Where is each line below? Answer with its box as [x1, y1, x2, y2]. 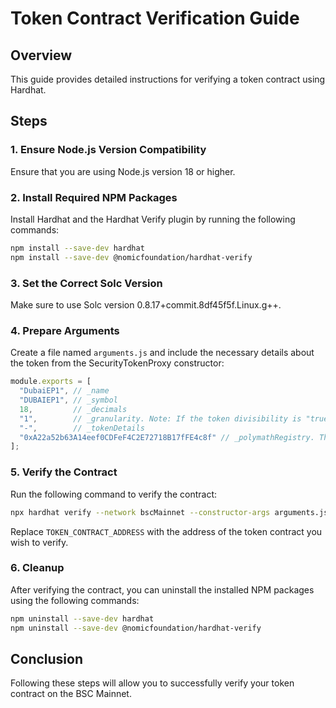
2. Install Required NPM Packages [10, 190, 178, 204]
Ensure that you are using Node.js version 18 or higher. [10, 165, 236, 177]
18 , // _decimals [19, 404, 128, 414]
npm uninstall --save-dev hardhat [10, 613, 155, 624]
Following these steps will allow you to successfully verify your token [10, 677, 295, 689]
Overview [10, 47, 73, 64]
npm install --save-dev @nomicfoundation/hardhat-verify [10, 252, 253, 262]
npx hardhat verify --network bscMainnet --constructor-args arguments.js [10, 507, 329, 517]
